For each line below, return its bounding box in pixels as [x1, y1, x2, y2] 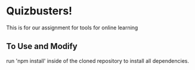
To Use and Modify [6, 41, 78, 51]
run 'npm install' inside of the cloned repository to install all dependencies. [6, 57, 190, 64]
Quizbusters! [6, 4, 73, 18]
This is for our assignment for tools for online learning [6, 24, 138, 31]
